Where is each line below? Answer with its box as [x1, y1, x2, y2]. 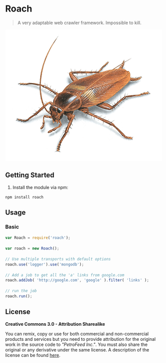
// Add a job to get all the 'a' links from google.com [5, 273, 124, 278]
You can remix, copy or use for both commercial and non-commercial [5, 330, 149, 337]
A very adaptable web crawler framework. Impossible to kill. [17, 20, 142, 26]
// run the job [5, 289, 37, 294]
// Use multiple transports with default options [5, 256, 111, 261]
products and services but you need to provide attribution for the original [5, 336, 156, 342]
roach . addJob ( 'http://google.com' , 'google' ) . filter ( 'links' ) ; [5, 278, 149, 283]
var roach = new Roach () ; [5, 246, 59, 251]
